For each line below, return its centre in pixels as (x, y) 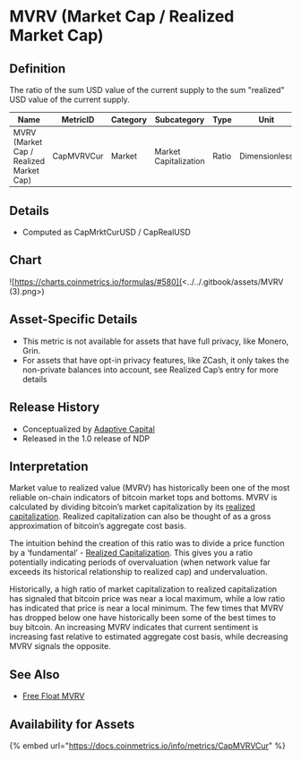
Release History (55, 408)
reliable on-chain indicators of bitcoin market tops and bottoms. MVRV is (143, 498)
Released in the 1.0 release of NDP (86, 438)
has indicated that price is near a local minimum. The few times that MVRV (146, 608)
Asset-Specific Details (73, 320)
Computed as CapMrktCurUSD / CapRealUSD (106, 232)
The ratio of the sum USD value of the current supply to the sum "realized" (147, 90)
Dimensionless (266, 156)
